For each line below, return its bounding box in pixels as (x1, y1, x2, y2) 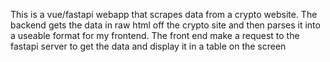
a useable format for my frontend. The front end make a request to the (10, 30, 300, 41)
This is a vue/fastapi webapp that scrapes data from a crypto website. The (10, 9, 318, 20)
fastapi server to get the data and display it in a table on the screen (10, 40, 287, 52)
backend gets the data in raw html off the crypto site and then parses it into (10, 19, 321, 31)
